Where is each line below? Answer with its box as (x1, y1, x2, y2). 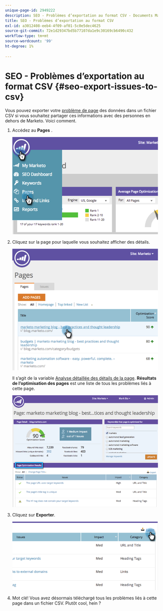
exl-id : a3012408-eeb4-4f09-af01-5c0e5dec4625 (5, 23, 101, 28)
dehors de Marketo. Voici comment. (5, 117, 77, 124)
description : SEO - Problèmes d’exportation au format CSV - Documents (5, 13, 153, 18)
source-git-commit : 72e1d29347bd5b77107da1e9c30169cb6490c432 (5, 28, 133, 34)
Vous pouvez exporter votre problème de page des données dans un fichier (5, 107, 157, 113)
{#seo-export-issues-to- (55, 81, 158, 92)
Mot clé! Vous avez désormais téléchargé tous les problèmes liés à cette (12, 595, 157, 601)
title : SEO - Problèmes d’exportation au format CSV (5, 18, 114, 23)
